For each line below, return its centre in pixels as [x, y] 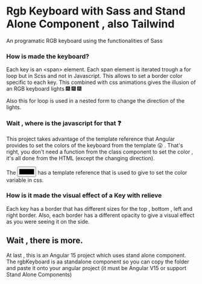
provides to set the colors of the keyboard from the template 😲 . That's [95, 145]
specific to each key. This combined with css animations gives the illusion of [101, 82]
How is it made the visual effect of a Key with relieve [84, 196]
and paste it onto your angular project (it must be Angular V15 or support [96, 268]
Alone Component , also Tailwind [90, 24]
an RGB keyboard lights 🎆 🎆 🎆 [44, 89]
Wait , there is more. [45, 241]
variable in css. [25, 180]
